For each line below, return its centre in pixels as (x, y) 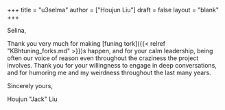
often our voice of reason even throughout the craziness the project (103, 58)
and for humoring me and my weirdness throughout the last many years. (109, 72)
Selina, (17, 30)
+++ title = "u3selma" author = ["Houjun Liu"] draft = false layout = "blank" (113, 10)
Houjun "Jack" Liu (32, 99)
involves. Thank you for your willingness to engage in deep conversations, (112, 65)
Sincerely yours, (30, 86)
